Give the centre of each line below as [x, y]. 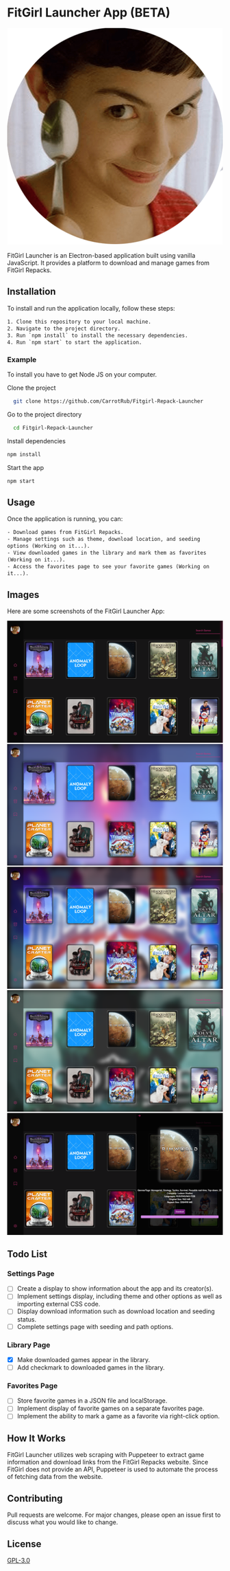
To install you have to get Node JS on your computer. [82, 375]
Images [23, 595]
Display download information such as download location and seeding [116, 1311]
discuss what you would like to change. [63, 1522]
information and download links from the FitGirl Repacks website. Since [108, 1462]
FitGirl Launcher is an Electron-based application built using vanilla [101, 255]
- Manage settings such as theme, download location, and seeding [104, 539]
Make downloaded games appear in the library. [84, 1359]
